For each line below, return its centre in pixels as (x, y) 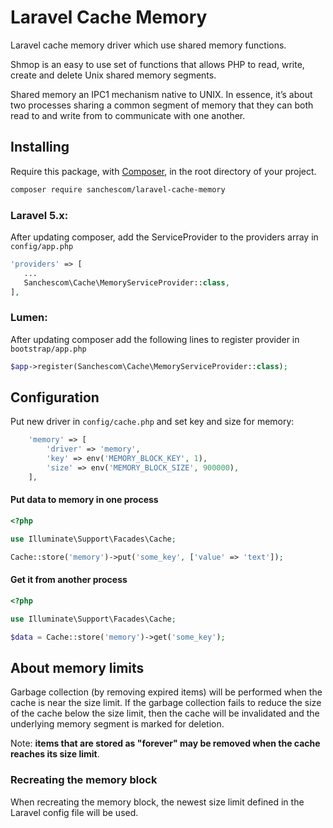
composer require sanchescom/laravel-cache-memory (118, 189)
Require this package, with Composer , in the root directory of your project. (163, 171)
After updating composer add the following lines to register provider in (155, 339)
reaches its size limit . (55, 754)
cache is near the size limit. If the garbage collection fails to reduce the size (166, 703)
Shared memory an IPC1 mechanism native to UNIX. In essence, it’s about (161, 94)
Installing (40, 147)
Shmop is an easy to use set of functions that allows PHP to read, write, (157, 64)
